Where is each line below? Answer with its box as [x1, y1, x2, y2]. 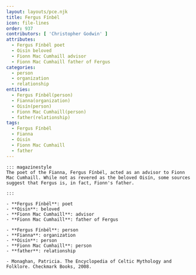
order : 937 [6, 25, 33, 32]
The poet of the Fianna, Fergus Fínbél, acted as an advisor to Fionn [6, 169, 185, 175]
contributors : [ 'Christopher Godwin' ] [6, 31, 108, 37]
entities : [6, 87, 31, 93]
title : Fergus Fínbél [6, 14, 60, 20]
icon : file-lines [6, 20, 49, 26]
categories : [6, 64, 36, 71]
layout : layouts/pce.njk [6, 8, 68, 15]
